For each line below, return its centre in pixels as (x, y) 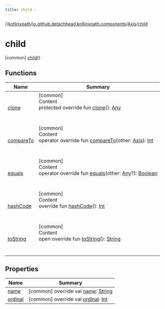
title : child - (21, 10)
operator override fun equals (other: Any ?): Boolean (98, 173)
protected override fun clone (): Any (80, 108)
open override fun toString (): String (80, 239)
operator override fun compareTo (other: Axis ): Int (96, 141)
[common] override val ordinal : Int (68, 299)
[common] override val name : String (71, 291)
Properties (22, 269)
